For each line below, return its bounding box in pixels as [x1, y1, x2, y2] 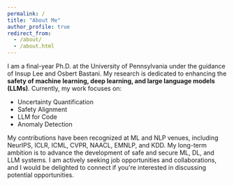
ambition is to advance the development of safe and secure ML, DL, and [7, 148, 214, 157]
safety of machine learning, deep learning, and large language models [7, 77, 215, 85]
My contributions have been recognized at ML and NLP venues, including [7, 134, 219, 142]
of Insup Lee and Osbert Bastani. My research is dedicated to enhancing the [7, 69, 227, 78]
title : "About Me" [7, 17, 61, 24]
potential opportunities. [7, 171, 75, 179]
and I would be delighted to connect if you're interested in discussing [7, 164, 207, 171]
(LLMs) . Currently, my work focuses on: [7, 85, 122, 92]
